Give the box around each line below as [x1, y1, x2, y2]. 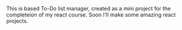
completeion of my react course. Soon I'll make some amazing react [6, 11, 177, 18]
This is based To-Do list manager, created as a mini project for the [6, 5, 171, 12]
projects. [6, 18, 28, 24]
